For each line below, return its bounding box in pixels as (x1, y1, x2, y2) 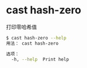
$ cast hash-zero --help (6, 35, 67, 41)
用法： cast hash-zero (6, 40, 59, 46)
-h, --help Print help (11, 56, 69, 62)
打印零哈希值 (6, 23, 37, 30)
